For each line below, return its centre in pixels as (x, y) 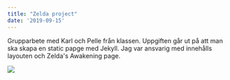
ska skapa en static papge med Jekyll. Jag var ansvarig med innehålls (110, 48)
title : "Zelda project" (43, 14)
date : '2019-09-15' (36, 21)
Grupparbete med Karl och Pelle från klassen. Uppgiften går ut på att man (115, 40)
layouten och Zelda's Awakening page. (64, 56)
